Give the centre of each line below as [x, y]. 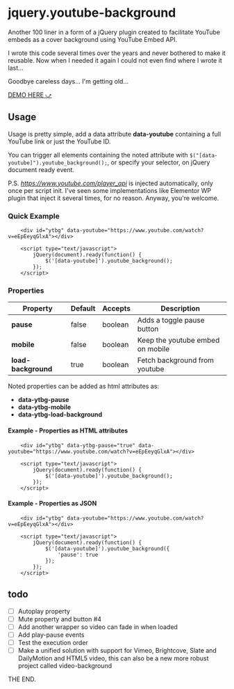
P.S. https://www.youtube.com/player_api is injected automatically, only [111, 183]
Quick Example [34, 216]
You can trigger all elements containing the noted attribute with [98, 155]
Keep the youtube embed [178, 341]
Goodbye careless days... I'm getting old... [68, 81]
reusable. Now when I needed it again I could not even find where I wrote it [115, 60]
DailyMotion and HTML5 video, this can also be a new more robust [113, 658]
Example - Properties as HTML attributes [68, 431]
